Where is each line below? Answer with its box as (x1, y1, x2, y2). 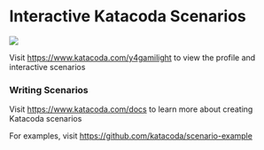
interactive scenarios (9, 61, 86, 72)
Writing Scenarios (9, 83, 89, 96)
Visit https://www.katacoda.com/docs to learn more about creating (9, 104, 253, 114)
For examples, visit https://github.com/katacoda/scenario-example (9, 130, 252, 141)
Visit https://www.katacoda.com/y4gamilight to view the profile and (9, 51, 256, 63)
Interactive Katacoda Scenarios (9, 6, 246, 27)
